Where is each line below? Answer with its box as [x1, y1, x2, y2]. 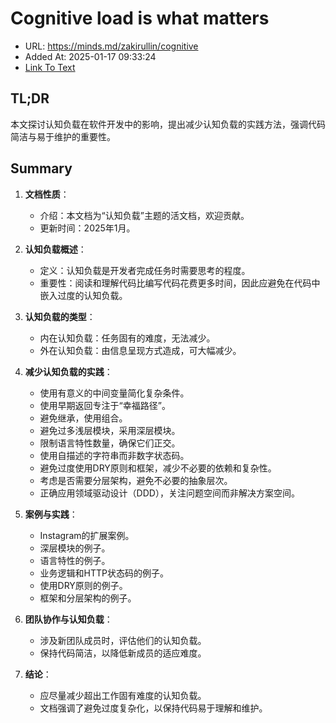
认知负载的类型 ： [24, 310, 96, 322]
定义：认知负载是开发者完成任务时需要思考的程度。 [39, 264, 251, 276]
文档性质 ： [24, 188, 70, 200]
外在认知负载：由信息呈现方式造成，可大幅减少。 [39, 344, 242, 356]
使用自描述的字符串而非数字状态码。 [39, 449, 190, 461]
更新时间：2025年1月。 [39, 222, 136, 234]
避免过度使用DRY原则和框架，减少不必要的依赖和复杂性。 [39, 462, 277, 474]
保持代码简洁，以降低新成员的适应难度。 [39, 647, 207, 659]
